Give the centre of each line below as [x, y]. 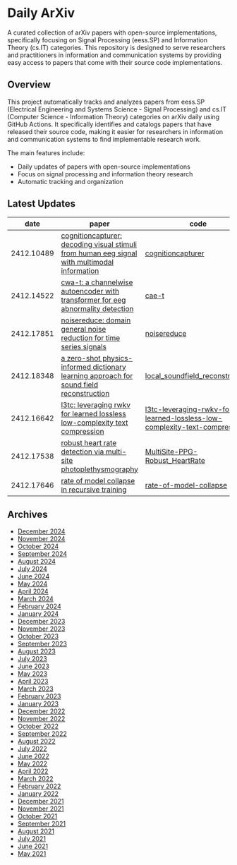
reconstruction [85, 393]
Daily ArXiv [41, 13]
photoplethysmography [100, 469]
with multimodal [87, 262]
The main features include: [46, 152]
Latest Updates [42, 204]
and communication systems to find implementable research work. [104, 139]
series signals [84, 346]
